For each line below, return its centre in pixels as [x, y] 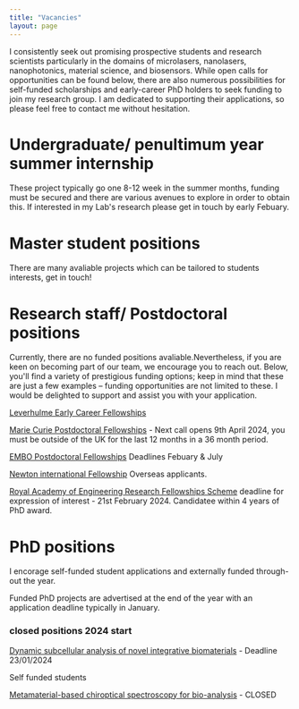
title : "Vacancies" [46, 17]
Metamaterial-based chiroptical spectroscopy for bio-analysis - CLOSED [143, 695]
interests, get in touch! [51, 277]
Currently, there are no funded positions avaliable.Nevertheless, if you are [145, 358]
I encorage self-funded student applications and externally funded [132, 571]
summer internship [82, 163]
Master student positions [105, 243]
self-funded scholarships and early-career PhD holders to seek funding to [145, 89]
